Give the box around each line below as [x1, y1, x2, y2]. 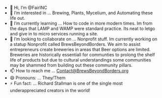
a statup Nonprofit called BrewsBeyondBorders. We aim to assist [9, 41, 141, 47]
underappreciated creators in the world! [9, 88, 91, 93]
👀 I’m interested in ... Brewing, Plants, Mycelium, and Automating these [9, 10, 153, 16]
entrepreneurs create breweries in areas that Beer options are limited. [9, 47, 151, 52]
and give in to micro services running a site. [9, 31, 98, 36]
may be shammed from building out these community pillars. [9, 62, 133, 68]
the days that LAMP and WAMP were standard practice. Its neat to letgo [9, 26, 156, 32]
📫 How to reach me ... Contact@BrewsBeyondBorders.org [9, 68, 129, 73]
